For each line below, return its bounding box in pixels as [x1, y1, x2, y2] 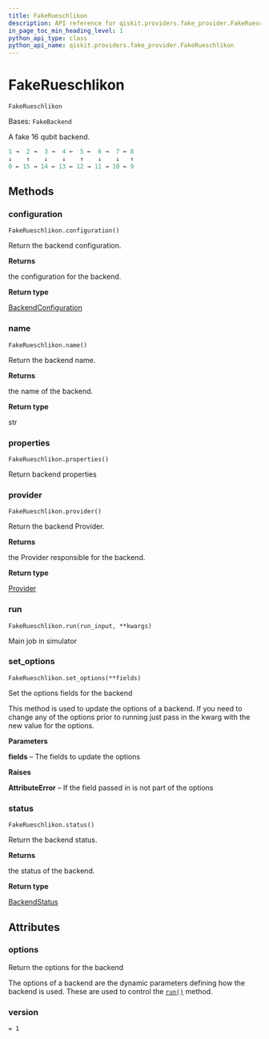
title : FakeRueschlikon [8, 11, 88, 20]
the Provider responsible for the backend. [8, 553, 146, 562]
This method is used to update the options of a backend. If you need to [8, 703, 243, 713]
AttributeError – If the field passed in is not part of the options [8, 783, 214, 792]
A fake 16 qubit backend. [8, 132, 90, 142]
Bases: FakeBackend [8, 117, 72, 127]
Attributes [8, 920, 60, 934]
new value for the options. [8, 720, 94, 730]
